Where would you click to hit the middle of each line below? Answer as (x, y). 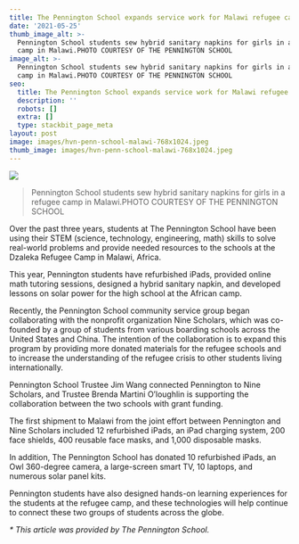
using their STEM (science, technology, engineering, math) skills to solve (143, 238)
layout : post (33, 134)
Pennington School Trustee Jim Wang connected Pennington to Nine (135, 384)
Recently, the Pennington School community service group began (130, 310)
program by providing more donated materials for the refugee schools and (145, 348)
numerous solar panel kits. (58, 476)
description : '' (47, 100)
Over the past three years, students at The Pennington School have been (143, 228)
